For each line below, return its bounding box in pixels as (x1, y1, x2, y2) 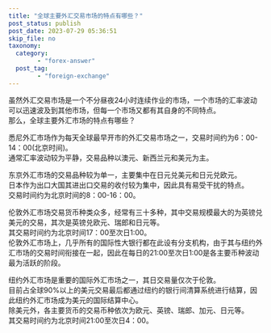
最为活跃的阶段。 (8, 258, 65, 268)
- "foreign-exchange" (37, 72, 110, 80)
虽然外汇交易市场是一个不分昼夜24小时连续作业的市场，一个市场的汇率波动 (8, 95, 258, 105)
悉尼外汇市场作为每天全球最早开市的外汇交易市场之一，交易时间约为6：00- (8, 133, 258, 142)
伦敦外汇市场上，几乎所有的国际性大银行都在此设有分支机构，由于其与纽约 (8, 238, 256, 247)
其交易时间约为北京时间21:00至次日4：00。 (8, 315, 153, 325)
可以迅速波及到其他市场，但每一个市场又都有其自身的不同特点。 (8, 105, 220, 115)
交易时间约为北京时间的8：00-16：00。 (8, 190, 140, 200)
